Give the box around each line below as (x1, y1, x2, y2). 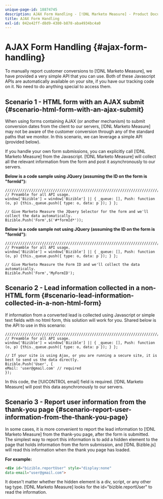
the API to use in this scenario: (5, 322, 66, 328)
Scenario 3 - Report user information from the (5, 398, 147, 407)
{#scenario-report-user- (55, 406, 132, 414)
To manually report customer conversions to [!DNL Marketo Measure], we (5, 68, 152, 74)
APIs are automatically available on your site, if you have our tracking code (5, 78, 154, 84)
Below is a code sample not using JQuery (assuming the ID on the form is (5, 226, 155, 232)
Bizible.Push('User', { (5, 361, 53, 367)
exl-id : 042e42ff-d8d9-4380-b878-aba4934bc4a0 (5, 20, 101, 26)
